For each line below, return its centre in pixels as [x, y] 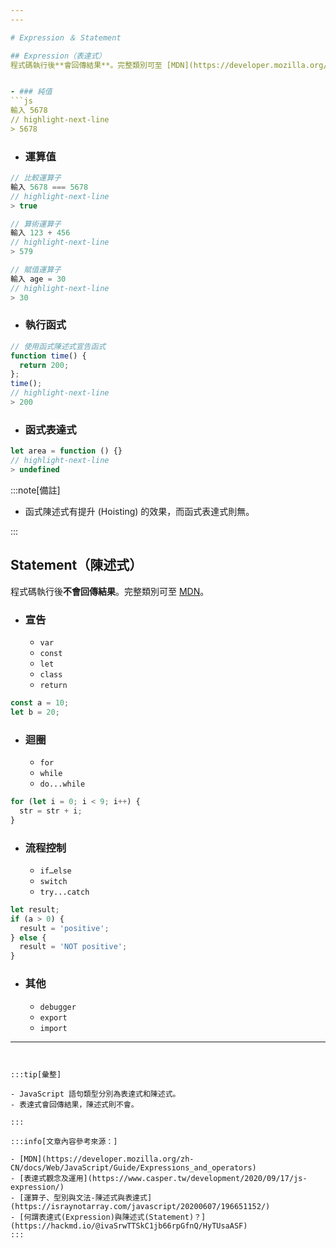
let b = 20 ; [35, 712]
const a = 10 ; [40, 703]
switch [53, 881]
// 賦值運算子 [36, 270]
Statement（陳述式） [76, 565]
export [53, 1017]
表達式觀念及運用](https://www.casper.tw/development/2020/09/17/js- [165, 1178]
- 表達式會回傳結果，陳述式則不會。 [74, 1104]
